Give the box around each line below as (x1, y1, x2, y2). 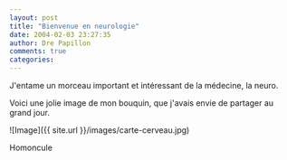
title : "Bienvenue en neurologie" (9, 22, 140, 31)
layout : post (9, 13, 59, 23)
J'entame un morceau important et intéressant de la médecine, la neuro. (9, 80, 279, 90)
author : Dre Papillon (9, 38, 91, 48)
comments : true (9, 47, 67, 56)
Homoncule (9, 142, 53, 153)
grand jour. (9, 108, 50, 118)
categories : (9, 55, 54, 64)
